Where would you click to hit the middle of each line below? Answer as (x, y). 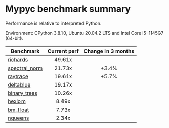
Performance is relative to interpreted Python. (54, 23)
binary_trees (23, 93)
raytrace (18, 76)
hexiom (17, 101)
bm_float (18, 110)
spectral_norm (25, 68)
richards (18, 59)
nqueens (18, 118)
